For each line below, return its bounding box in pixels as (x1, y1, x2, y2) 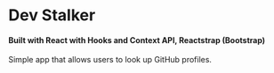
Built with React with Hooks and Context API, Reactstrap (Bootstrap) (8, 34, 266, 45)
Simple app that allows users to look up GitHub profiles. (8, 55, 213, 65)
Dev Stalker (8, 5, 96, 26)
